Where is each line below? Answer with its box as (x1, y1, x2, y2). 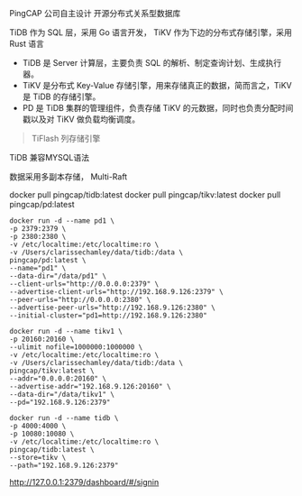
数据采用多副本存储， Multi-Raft (9, 171, 128, 182)
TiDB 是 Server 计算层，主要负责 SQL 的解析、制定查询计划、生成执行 (22, 58, 282, 68)
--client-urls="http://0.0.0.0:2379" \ (9, 280, 160, 289)
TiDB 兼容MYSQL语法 (9, 152, 90, 162)
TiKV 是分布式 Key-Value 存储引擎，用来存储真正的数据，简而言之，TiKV (22, 80, 293, 90)
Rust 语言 (9, 39, 45, 49)
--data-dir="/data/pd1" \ (9, 271, 106, 280)
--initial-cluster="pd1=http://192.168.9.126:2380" (9, 311, 207, 320)
